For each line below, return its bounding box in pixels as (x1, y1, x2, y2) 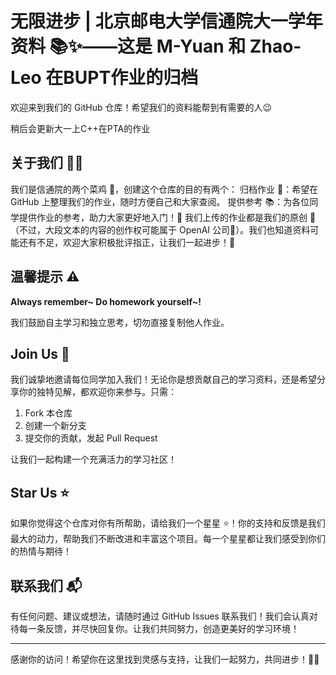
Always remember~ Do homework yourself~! (10, 295, 202, 307)
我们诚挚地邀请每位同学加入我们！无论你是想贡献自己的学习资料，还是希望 (10, 373, 317, 386)
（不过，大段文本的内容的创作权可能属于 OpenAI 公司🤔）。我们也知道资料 (10, 223, 311, 236)
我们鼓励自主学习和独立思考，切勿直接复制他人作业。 (10, 316, 230, 328)
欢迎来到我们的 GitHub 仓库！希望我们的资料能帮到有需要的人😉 (10, 101, 273, 113)
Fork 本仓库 (24, 407, 73, 419)
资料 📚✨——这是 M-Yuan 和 (10, 35, 247, 58)
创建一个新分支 (24, 420, 87, 432)
